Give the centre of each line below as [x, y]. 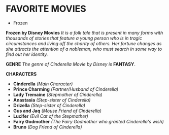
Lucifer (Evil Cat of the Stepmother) [50, 116]
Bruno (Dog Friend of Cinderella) [48, 127]
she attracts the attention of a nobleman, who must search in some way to [84, 49]
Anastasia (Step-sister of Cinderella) [52, 100]
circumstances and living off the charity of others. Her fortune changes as [84, 43]
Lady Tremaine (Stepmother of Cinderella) [58, 94]
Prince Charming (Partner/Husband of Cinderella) [66, 89]
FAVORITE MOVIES [46, 9]
